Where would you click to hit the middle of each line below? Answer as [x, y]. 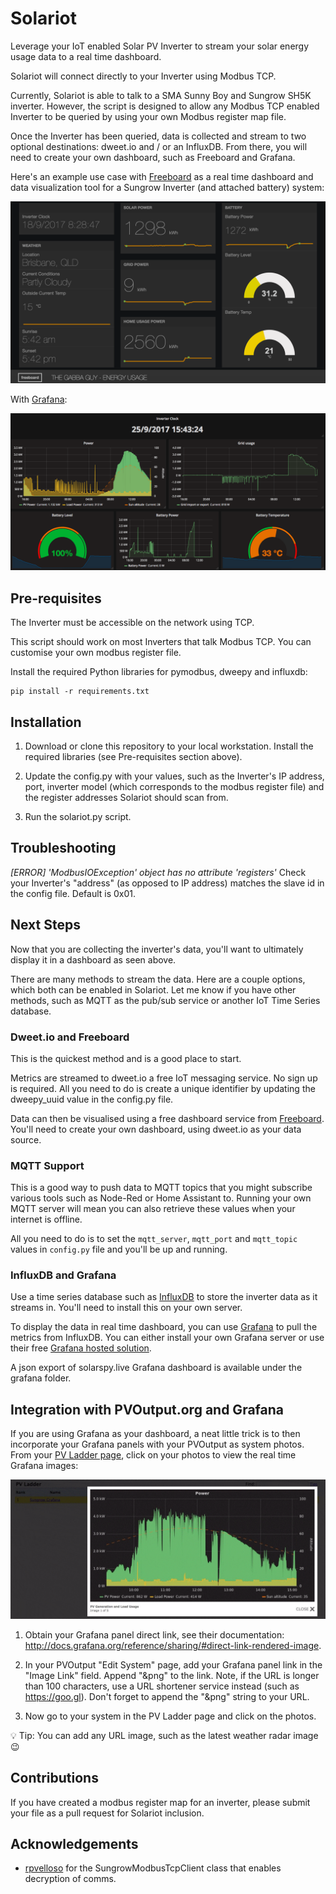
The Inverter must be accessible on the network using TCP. [132, 623]
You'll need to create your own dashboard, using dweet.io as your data [156, 1129]
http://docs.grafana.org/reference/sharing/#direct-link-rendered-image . [173, 1645]
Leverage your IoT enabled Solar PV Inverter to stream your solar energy [160, 46]
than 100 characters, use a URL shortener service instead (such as [162, 1686]
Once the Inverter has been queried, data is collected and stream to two [158, 136]
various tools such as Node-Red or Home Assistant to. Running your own [161, 1198]
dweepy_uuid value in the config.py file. [92, 1099]
